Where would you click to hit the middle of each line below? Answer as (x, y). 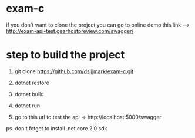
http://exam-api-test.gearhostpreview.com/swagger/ (70, 31)
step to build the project (65, 55)
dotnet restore (32, 83)
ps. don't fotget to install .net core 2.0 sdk (57, 128)
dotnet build (29, 94)
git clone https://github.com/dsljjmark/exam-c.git (74, 71)
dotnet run (27, 106)
